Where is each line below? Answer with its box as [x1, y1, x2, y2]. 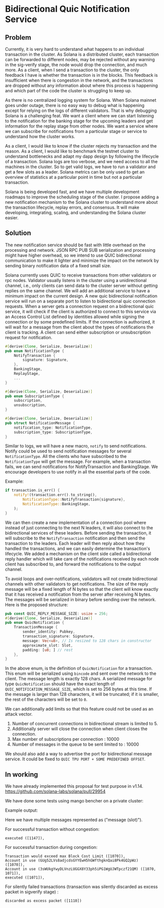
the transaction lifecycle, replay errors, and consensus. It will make [5, 204, 140, 210]
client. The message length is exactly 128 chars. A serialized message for [5, 676, 153, 682]
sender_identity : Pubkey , [22, 629, 76, 634]
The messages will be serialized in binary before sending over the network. [5, 596, 156, 602]
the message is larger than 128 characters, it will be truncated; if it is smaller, [5, 692, 159, 697]
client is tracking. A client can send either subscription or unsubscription [5, 329, 151, 335]
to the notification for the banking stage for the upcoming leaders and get [5, 118, 153, 124]
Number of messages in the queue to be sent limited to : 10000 [12, 741, 139, 747]
